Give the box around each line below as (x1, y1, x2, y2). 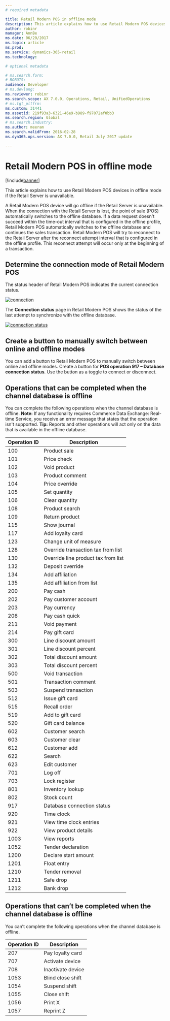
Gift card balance (44, 720, 85, 726)
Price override (44, 481, 77, 487)
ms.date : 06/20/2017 (5, 36, 49, 41)
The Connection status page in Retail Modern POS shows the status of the (5, 307, 162, 313)
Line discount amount (44, 637, 95, 644)
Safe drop (44, 877, 67, 883)
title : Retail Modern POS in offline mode (5, 16, 96, 22)
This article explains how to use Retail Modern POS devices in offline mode (5, 187, 162, 193)
